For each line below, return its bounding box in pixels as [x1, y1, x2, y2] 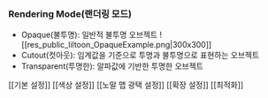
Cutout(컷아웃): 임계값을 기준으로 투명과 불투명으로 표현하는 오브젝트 [20, 50, 260, 61]
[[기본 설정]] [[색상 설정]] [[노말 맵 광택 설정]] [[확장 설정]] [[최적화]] [8, 79, 244, 90]
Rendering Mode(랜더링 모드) [8, 7, 132, 19]
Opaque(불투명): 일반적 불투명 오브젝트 [20, 29, 158, 41]
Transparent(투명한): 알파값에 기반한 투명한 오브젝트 [20, 61, 204, 72]
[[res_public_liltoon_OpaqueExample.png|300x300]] [20, 40, 212, 50]
